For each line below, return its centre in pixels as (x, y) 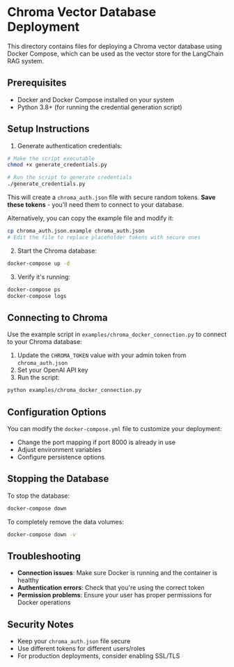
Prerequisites (37, 83)
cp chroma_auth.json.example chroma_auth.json (76, 231)
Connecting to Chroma (57, 317)
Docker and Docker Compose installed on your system (95, 100)
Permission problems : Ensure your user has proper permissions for (115, 595)
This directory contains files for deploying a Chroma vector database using (115, 46)
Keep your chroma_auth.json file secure (74, 641)
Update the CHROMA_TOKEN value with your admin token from (102, 355)
